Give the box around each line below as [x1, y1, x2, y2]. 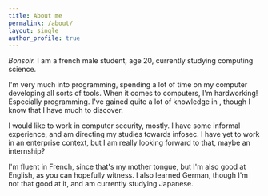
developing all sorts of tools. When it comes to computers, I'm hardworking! [8, 89, 258, 98]
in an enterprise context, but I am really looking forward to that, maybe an [8, 138, 250, 148]
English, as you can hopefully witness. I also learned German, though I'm [8, 170, 249, 180]
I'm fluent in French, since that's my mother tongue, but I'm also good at [8, 162, 246, 172]
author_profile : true [8, 34, 81, 42]
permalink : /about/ [8, 19, 74, 27]
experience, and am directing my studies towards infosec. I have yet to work [8, 130, 260, 139]
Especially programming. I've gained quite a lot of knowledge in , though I [8, 97, 250, 106]
